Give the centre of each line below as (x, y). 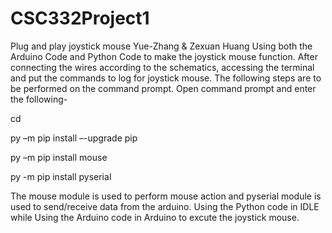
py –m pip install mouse (59, 157)
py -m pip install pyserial (61, 176)
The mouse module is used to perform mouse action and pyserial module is (166, 196)
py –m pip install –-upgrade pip (74, 138)
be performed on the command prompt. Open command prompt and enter (163, 88)
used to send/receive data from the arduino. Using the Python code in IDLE (165, 206)
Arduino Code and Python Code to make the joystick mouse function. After (164, 56)
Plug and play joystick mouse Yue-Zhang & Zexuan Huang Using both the (161, 46)
